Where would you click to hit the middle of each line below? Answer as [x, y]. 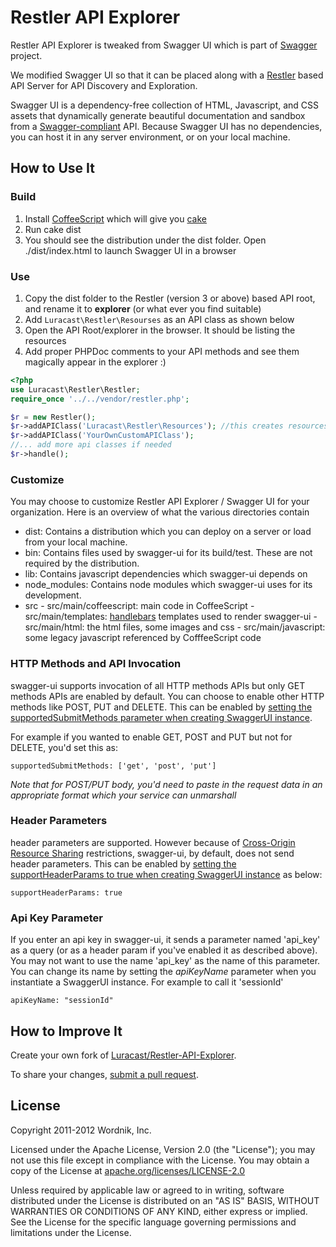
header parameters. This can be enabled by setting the [123, 863]
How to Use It [52, 168]
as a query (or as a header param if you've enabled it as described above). [164, 950]
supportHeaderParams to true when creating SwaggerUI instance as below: [166, 874]
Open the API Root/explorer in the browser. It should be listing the [160, 330]
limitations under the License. [71, 1232]
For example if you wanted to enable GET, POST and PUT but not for [151, 737]
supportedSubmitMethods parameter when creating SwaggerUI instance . [161, 717]
